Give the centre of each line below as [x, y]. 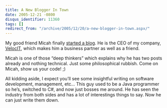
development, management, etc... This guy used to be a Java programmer [82, 84]
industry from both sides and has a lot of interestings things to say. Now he [83, 95]
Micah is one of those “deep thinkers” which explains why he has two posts [84, 58]
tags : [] [14, 24]
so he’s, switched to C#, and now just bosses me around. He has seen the [82, 89]
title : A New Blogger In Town [37, 10]
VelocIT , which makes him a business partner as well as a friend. [72, 48]
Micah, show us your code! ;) [35, 69]
